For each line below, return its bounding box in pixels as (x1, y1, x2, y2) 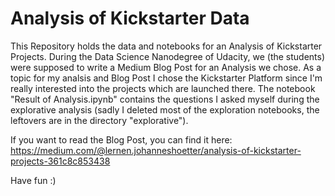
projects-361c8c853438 (10, 155, 111, 167)
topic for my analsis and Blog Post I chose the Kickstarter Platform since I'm (10, 72, 323, 84)
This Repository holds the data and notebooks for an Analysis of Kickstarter (10, 40, 323, 52)
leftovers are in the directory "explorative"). (10, 114, 189, 126)
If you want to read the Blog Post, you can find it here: (10, 133, 233, 146)
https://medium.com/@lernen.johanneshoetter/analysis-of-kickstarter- (10, 144, 302, 156)
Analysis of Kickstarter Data (10, 7, 250, 30)
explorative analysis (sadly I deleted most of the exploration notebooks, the (10, 103, 320, 116)
